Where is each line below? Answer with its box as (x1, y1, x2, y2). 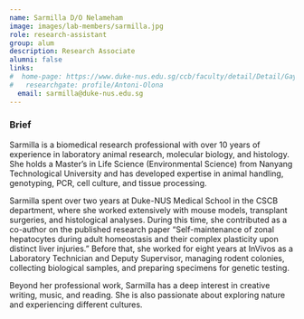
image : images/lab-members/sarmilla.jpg (9, 22, 165, 31)
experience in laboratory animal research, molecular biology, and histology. (9, 148, 290, 159)
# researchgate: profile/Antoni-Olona (9, 80, 165, 89)
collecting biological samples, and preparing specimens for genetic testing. (9, 262, 290, 273)
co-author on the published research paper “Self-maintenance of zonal (9, 223, 274, 235)
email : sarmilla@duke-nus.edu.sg (17, 89, 144, 98)
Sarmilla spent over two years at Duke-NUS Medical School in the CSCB (9, 195, 279, 206)
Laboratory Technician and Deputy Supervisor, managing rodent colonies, (9, 252, 285, 263)
